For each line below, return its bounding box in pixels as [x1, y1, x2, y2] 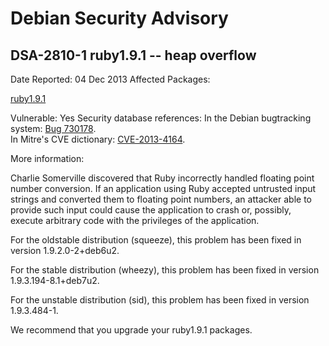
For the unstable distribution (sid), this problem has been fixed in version [10, 294, 310, 306]
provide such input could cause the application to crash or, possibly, [10, 204, 292, 216]
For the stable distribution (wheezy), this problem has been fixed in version [10, 264, 320, 276]
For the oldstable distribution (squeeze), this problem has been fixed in [10, 234, 302, 246]
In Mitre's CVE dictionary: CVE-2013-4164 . [10, 133, 186, 145]
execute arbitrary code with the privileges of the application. [10, 215, 260, 226]
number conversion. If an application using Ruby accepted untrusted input [10, 183, 317, 194]
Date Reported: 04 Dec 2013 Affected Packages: [10, 73, 211, 85]
